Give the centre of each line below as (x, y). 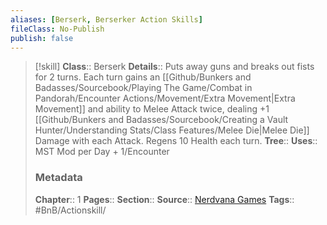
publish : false (42, 38)
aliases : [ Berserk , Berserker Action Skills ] (106, 19)
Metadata (58, 178)
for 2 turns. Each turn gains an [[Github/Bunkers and (143, 77)
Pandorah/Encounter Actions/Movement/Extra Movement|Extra (165, 98)
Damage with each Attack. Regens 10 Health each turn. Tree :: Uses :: (176, 141)
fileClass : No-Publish (57, 29)
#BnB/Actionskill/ (70, 210)
